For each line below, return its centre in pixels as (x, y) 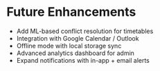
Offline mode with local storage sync (69, 45)
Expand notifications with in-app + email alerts (83, 60)
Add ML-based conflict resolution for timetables (85, 31)
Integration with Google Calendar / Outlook (78, 38)
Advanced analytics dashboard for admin (75, 53)
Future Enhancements (71, 12)
